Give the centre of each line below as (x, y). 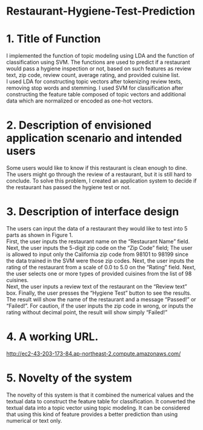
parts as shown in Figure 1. (40, 235)
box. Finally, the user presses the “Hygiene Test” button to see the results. (99, 293)
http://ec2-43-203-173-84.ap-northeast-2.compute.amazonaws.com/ (94, 354)
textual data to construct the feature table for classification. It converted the (101, 401)
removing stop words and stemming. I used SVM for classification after (95, 88)
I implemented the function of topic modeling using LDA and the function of (101, 56)
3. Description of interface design (93, 212)
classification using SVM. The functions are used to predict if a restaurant (98, 62)
